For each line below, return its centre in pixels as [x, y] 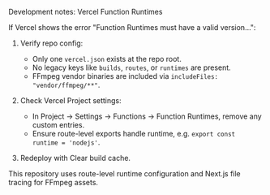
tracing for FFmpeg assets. [54, 182]
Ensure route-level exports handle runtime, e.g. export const [134, 134]
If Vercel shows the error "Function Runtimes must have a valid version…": [132, 27]
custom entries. [58, 125]
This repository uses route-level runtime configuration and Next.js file [124, 173]
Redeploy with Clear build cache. [75, 158]
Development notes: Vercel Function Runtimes [86, 12]
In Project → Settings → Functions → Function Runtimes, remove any [147, 116]
